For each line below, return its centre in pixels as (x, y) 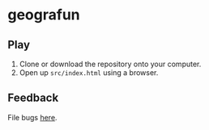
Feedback (33, 98)
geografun (44, 15)
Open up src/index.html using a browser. (89, 73)
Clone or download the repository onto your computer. (110, 64)
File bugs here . (32, 117)
